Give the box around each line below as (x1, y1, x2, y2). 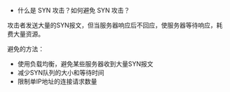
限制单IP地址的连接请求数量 (17, 77, 97, 86)
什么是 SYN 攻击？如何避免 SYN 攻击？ (17, 6, 130, 14)
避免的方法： (7, 45, 44, 53)
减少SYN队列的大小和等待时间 (17, 69, 104, 77)
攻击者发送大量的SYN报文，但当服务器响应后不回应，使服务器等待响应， (7, 21, 217, 29)
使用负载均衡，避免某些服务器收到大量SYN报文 (17, 60, 154, 68)
